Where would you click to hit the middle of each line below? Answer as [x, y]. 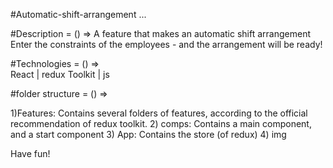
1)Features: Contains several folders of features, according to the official [159, 113]
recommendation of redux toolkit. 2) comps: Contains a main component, [161, 123]
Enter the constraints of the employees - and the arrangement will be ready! [166, 44]
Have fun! [30, 153]
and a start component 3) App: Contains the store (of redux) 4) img [148, 134]
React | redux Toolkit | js [60, 74]
